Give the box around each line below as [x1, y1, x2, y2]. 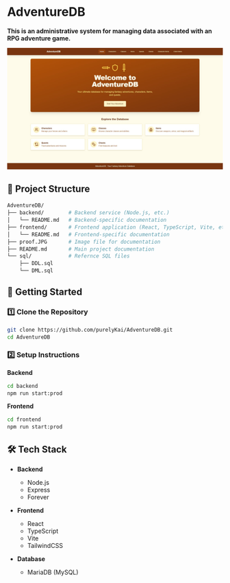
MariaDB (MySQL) [27, 568, 79, 577]
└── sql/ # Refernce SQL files [7, 253, 130, 260]
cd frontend [7, 416, 41, 423]
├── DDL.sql [19, 260, 53, 267]
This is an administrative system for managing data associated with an [7, 27, 212, 35]
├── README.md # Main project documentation [7, 245, 155, 253]
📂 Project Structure [7, 183, 90, 194]
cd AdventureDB [7, 334, 51, 341]
